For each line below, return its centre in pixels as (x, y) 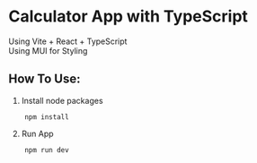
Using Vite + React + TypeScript (68, 41)
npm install (47, 117)
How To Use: (44, 79)
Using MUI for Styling (48, 50)
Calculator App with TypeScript (128, 17)
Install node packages (62, 100)
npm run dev (47, 150)
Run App (38, 133)
